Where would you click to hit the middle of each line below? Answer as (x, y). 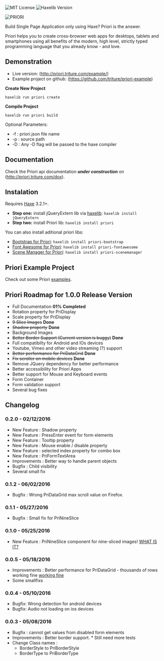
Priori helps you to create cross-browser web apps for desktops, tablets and (82, 36)
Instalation (22, 192)
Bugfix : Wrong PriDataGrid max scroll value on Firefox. (68, 495)
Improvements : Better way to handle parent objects (64, 461)
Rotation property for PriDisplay (44, 312)
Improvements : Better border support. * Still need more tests (74, 637)
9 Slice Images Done (33, 322)
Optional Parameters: (26, 124)
